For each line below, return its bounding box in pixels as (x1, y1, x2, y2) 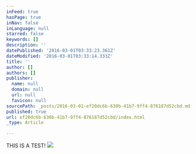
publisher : (6, 75, 33, 81)
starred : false (6, 31, 44, 37)
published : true (6, 109, 46, 115)
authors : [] (6, 70, 36, 76)
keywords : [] (6, 36, 39, 42)
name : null (11, 81, 39, 87)
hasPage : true (6, 14, 42, 20)
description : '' (6, 42, 46, 48)
